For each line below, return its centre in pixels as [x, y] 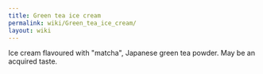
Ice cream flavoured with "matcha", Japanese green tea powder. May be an [132, 53]
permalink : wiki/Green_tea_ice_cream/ [72, 23]
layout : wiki [30, 30]
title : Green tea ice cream [55, 16]
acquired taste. [33, 61]
